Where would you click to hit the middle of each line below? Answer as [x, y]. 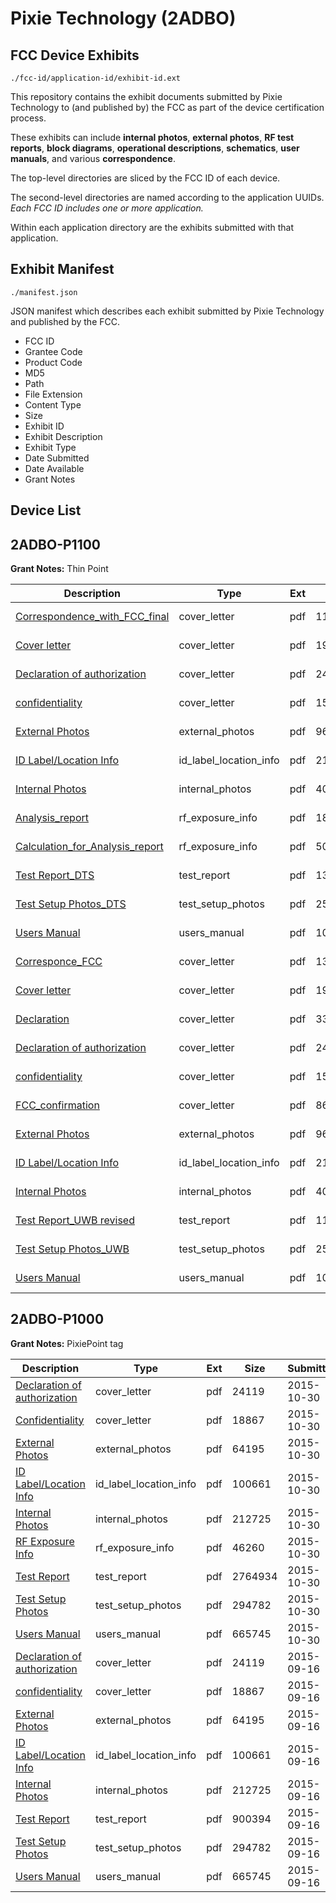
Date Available [54, 468]
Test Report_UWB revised [75, 1220]
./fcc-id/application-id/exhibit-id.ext [96, 78]
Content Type [53, 404]
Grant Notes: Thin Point [59, 569]
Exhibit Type [50, 447]
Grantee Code [53, 351]
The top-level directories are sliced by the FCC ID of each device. [145, 178]
